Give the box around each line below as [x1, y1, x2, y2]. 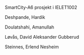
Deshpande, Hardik [5, 14, 45, 20]
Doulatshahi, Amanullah [5, 24, 54, 30]
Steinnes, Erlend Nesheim [5, 44, 59, 50]
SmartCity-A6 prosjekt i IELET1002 [5, 5, 77, 10]
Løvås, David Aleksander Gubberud [5, 34, 79, 40]
